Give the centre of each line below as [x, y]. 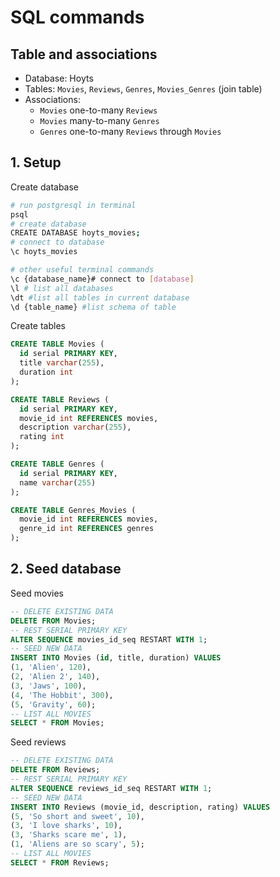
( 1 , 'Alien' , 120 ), [51, 667]
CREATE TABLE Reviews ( [60, 399]
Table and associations [84, 54]
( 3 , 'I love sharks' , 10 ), [66, 826]
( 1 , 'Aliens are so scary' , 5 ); [77, 844]
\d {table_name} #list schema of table [93, 307]
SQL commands [77, 17]
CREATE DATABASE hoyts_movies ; [75, 233]
